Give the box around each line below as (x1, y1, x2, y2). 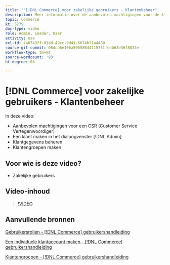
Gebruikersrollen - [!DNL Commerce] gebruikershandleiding (5, 229, 130, 235)
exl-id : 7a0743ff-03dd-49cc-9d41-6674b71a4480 (5, 41, 105, 46)
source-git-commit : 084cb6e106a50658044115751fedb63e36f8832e (5, 45, 139, 50)
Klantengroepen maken (12, 144, 62, 150)
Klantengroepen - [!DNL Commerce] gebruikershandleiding (5, 254, 129, 260)
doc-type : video (5, 26, 39, 31)
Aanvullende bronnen (5, 215, 75, 224)
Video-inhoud (5, 187, 50, 196)
